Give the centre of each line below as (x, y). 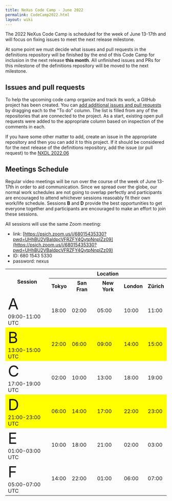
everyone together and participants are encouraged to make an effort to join (86, 209)
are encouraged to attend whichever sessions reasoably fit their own (78, 198)
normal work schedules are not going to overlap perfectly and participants (84, 192)
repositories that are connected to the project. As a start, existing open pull (84, 116)
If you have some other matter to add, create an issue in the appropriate (81, 137)
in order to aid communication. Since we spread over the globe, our (86, 187)
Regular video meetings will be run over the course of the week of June (81, 181)
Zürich (156, 286)
